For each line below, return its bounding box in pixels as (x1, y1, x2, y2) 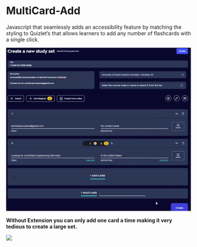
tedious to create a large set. (6, 223, 77, 230)
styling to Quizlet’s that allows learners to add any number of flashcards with (6, 29, 192, 36)
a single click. (6, 36, 39, 43)
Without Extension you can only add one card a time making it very (6, 217, 172, 224)
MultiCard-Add (6, 4, 81, 18)
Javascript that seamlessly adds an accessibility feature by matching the (6, 23, 182, 31)
